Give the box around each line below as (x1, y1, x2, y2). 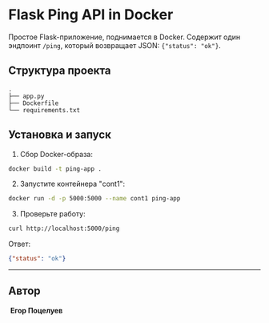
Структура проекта (8, 64, 111, 78)
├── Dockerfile (8, 99, 59, 107)
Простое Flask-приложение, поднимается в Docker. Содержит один (8, 32, 241, 42)
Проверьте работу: (19, 209, 86, 219)
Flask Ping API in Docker (8, 6, 174, 24)
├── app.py (8, 92, 45, 100)
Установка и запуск (8, 128, 112, 142)
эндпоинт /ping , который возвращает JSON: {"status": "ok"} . (8, 40, 222, 50)
